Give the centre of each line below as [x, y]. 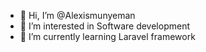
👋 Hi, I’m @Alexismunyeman [77, 15]
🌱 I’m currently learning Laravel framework [107, 36]
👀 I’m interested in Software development [104, 26]
